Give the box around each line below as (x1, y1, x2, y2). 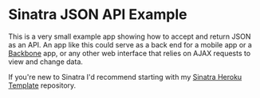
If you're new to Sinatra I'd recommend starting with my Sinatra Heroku (8, 72, 242, 81)
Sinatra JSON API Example (8, 6, 187, 24)
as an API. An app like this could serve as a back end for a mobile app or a (8, 40, 253, 49)
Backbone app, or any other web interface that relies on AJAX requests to (8, 48, 251, 58)
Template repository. (8, 81, 77, 90)
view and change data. (8, 57, 84, 66)
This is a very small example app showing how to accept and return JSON (8, 32, 251, 41)
